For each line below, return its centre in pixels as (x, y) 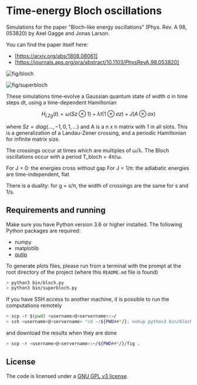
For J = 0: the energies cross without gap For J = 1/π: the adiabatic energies (98, 168)
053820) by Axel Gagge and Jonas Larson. (58, 33)
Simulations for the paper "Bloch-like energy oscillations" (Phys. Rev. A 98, (96, 27)
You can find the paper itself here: (47, 45)
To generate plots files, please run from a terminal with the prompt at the (94, 265)
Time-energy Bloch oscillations (84, 11)
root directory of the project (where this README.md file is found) (82, 272)
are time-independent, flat (38, 174)
